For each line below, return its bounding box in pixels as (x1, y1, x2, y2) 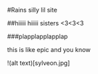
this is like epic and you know (7, 46, 91, 53)
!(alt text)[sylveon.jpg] (7, 59, 70, 67)
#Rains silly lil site (7, 6, 57, 14)
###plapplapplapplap (7, 32, 68, 40)
